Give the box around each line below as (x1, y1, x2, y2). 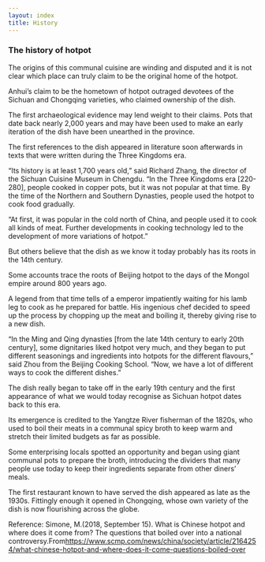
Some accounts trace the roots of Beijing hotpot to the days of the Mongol (8, 270, 250, 280)
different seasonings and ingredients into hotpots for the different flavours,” (8, 351, 254, 360)
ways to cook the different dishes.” (8, 367, 121, 377)
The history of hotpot (8, 45, 91, 56)
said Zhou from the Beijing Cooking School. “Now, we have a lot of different (8, 359, 254, 369)
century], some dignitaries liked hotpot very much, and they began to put (8, 342, 246, 352)
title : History (8, 19, 58, 27)
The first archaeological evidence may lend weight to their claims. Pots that (8, 110, 253, 119)
